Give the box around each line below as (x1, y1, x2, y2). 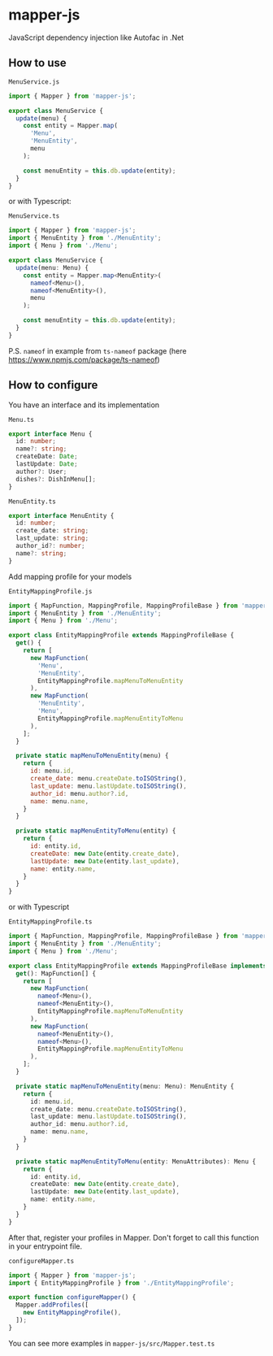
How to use (8, 56, 67, 70)
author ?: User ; (15, 467, 67, 476)
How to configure (8, 378, 98, 392)
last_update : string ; (15, 534, 89, 542)
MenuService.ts (8, 212, 60, 220)
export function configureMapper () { (8, 1293, 136, 1302)
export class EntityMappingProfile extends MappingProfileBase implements (8, 962, 267, 970)
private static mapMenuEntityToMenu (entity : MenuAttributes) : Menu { (15, 1157, 256, 1166)
